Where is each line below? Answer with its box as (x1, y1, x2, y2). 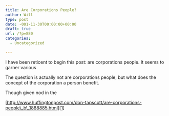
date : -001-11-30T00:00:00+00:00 (5, 21, 77, 27)
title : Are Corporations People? (5, 7, 77, 13)
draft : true (5, 26, 31, 32)
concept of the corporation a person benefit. (5, 79, 100, 85)
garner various (5, 64, 37, 70)
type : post (5, 17, 29, 22)
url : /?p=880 (5, 31, 33, 36)
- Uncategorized (10, 41, 45, 46)
